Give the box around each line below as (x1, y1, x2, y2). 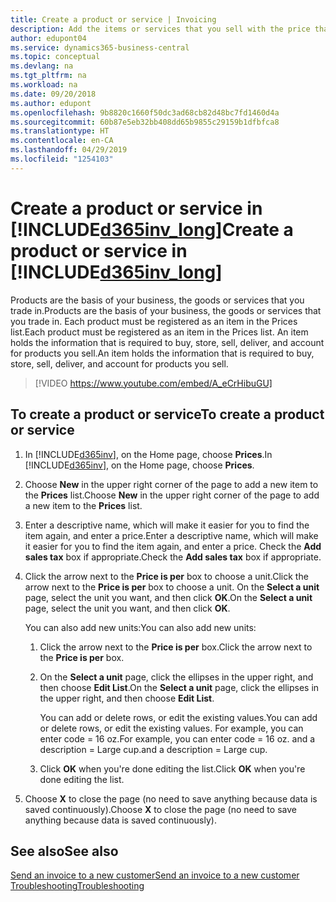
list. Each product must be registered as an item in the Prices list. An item (10, 326, 309, 338)
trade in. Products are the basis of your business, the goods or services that (10, 304, 322, 316)
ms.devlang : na (10, 61, 74, 71)
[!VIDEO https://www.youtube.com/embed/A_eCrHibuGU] (34, 377, 273, 389)
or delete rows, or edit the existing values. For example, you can (39, 722, 304, 734)
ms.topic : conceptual (10, 52, 101, 62)
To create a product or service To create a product (10, 406, 325, 423)
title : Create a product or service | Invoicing (10, 14, 217, 25)
